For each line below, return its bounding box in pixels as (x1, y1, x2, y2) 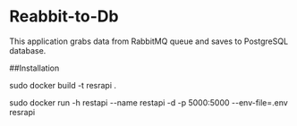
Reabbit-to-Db (9, 6, 119, 27)
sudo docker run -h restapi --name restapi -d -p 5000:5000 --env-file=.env (9, 97, 288, 108)
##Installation (9, 63, 60, 73)
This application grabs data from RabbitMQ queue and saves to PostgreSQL (9, 36, 289, 46)
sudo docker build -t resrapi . (9, 80, 117, 90)
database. (9, 45, 47, 55)
